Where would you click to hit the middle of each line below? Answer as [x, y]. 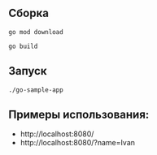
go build [23, 46]
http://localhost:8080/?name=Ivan [78, 143]
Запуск [28, 71]
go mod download [36, 32]
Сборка [28, 13]
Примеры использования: [79, 115]
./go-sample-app [36, 90]
